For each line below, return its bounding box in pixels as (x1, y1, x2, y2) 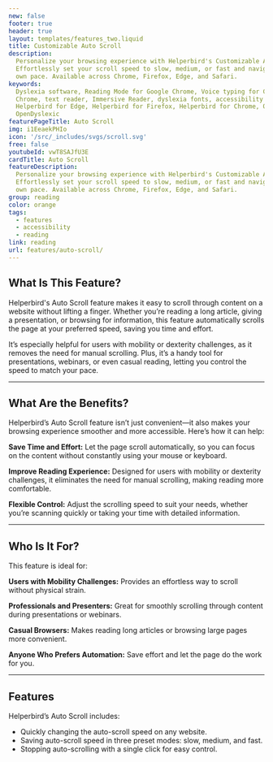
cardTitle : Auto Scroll (8, 155, 89, 163)
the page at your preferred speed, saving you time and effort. (8, 323, 214, 333)
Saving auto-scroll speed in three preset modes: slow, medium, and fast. (19, 736, 263, 745)
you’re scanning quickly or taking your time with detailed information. (8, 509, 240, 518)
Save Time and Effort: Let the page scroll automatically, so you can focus (8, 442, 255, 452)
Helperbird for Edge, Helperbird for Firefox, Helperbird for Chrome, (15, 102, 260, 110)
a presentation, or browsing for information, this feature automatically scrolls (8, 314, 265, 325)
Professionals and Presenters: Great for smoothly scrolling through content (8, 601, 264, 611)
